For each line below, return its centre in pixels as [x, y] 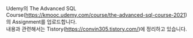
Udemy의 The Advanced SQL [41, 8]
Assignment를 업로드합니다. [44, 22]
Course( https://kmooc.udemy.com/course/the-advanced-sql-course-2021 [96, 15]
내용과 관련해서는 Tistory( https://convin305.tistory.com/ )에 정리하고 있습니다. [96, 29]
